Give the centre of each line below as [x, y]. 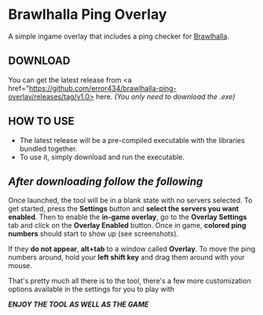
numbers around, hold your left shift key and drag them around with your [126, 258]
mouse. [20, 266]
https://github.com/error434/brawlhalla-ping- [102, 88]
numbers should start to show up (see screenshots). [93, 234]
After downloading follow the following [106, 181]
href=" [19, 88]
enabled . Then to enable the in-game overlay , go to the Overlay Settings [128, 217]
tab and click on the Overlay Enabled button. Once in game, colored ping [127, 225]
